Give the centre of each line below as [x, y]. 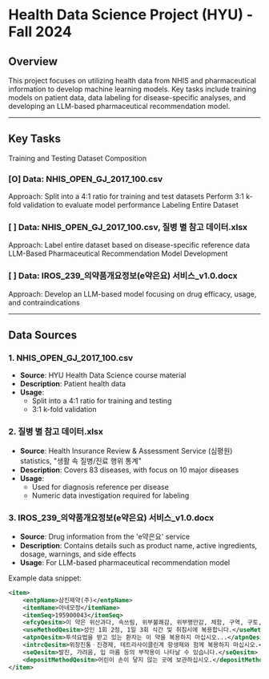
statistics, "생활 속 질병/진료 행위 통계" [80, 461]
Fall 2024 [40, 32]
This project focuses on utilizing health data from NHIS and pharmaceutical [132, 81]
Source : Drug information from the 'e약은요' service [105, 536]
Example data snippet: [45, 578]
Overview [33, 61]
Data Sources [43, 335]
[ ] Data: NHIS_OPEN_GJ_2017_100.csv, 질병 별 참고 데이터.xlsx [128, 228]
